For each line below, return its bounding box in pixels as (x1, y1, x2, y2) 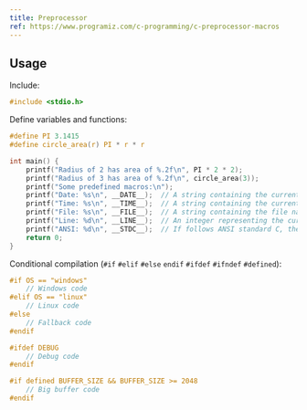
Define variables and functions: (9, 114, 128, 125)
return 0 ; (26, 233, 64, 242)
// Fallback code (26, 318, 92, 327)
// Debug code (26, 352, 79, 361)
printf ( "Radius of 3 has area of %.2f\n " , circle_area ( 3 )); (26, 173, 259, 183)
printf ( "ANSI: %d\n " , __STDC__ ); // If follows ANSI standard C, (26, 225, 284, 234)
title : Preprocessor (9, 13, 89, 23)
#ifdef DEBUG (9, 343, 59, 352)
